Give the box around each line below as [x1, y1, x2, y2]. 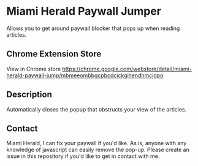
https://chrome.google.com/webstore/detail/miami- [62, 65, 192, 72]
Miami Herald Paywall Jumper [6, 4, 161, 18]
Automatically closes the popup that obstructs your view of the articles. [6, 105, 187, 113]
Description [6, 89, 52, 100]
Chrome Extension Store [6, 49, 102, 59]
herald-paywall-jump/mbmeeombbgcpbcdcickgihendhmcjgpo [6, 72, 164, 79]
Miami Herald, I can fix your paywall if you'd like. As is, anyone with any [6, 140, 187, 147]
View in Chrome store [6, 65, 61, 72]
